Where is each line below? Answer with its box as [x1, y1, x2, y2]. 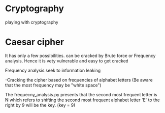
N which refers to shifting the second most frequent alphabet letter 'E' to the [5, 97, 160, 103]
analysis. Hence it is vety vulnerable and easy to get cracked [5, 57, 129, 64]
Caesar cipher [5, 36, 64, 48]
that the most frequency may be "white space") [5, 82, 102, 88]
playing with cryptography [5, 19, 59, 25]
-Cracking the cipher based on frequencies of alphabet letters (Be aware [5, 77, 153, 83]
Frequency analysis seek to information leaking [5, 67, 101, 73]
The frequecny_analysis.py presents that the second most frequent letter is [5, 91, 158, 97]
